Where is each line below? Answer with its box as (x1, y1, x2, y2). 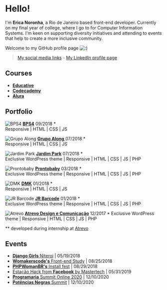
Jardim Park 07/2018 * (35, 150, 83, 156)
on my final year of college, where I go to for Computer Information (5, 24, 143, 30)
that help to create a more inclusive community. (5, 35, 103, 41)
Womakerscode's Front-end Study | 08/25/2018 (12, 258, 113, 264)
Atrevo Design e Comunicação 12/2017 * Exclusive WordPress (24, 210, 155, 216)
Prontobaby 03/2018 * (35, 165, 82, 171)
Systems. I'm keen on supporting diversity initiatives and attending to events (5, 30, 162, 36)
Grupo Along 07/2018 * (37, 136, 86, 142)
